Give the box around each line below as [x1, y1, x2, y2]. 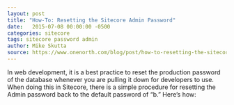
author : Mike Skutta [7, 42, 68, 49]
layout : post [7, 10, 45, 17]
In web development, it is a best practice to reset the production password [7, 67, 221, 76]
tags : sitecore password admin [7, 36, 98, 43]
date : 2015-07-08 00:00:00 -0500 [7, 23, 111, 30]
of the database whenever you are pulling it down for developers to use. [7, 75, 214, 83]
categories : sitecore [7, 29, 70, 37]
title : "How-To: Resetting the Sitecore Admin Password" [7, 17, 176, 24]
